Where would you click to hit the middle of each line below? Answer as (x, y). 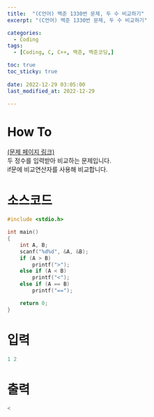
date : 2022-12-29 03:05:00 (46, 85)
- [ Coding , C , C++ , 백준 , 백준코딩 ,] (64, 52)
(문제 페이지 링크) (31, 152)
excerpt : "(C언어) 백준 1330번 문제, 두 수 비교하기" (77, 20)
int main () (23, 232)
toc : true (22, 65)
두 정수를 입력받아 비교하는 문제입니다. (59, 161)
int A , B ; (34, 245)
